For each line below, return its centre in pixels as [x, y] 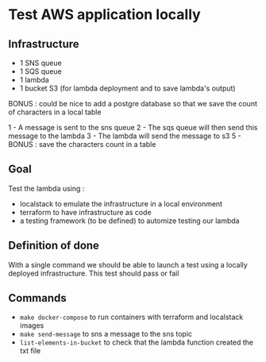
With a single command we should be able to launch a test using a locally [128, 264]
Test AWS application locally [104, 15]
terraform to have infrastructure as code [86, 212]
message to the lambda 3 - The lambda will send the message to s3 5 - [125, 136]
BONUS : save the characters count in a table [82, 144]
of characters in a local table [55, 112]
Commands [38, 298]
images [32, 325]
